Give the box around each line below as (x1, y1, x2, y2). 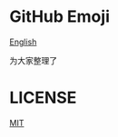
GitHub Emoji (9, 6, 111, 27)
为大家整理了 (9, 54, 57, 65)
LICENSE (9, 88, 77, 108)
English (9, 36, 37, 47)
